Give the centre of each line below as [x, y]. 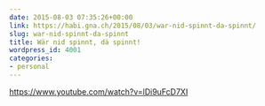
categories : [31, 58]
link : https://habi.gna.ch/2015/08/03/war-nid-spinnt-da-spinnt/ [132, 26]
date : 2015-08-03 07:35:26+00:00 [71, 17]
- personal [29, 67]
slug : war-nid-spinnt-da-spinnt [69, 34]
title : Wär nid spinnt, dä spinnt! [75, 42]
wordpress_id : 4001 [45, 50]
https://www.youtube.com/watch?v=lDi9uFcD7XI [99, 91]
